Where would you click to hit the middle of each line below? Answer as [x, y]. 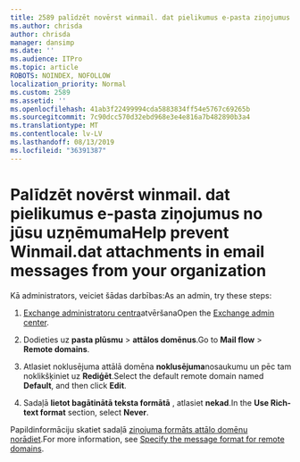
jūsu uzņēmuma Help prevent [120, 232]
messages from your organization [138, 270]
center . [36, 322]
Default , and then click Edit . [75, 385]
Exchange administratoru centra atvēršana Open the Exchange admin [149, 313]
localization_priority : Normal [68, 84]
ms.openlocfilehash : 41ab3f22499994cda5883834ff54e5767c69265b [130, 109]
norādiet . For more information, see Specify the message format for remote [147, 439]
